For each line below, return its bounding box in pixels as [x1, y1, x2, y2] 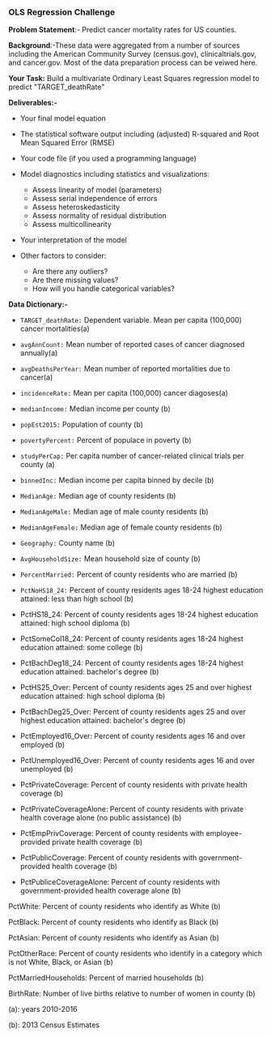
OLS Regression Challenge [8, 6, 116, 18]
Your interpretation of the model [19, 235, 127, 245]
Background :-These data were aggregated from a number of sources [8, 41, 240, 50]
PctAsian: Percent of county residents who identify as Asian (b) [8, 933, 220, 943]
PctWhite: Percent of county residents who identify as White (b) [8, 902, 221, 911]
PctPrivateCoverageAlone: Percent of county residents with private [19, 804, 244, 814]
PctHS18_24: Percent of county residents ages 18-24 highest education [19, 610, 259, 619]
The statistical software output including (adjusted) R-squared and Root [19, 129, 260, 139]
